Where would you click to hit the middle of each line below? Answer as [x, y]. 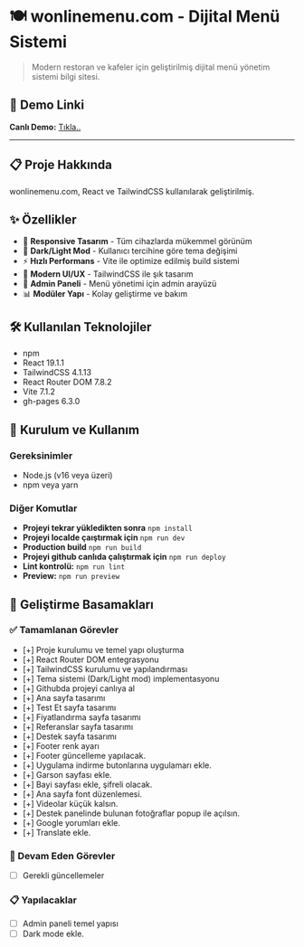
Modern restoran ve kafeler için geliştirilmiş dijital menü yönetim [151, 67]
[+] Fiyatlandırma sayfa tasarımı [82, 717]
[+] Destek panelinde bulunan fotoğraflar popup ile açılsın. [131, 813]
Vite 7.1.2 [39, 392]
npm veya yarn [50, 485]
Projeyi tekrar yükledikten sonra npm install [107, 528]
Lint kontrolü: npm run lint [73, 566]
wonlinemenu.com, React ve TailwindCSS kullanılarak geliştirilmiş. [132, 191]
